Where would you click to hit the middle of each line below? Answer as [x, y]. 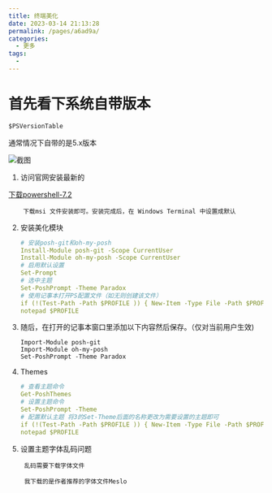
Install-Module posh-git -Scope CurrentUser [97, 250]
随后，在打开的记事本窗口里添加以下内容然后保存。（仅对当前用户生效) [137, 327]
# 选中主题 [36, 281]
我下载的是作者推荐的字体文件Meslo [76, 481]
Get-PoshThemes [46, 395]
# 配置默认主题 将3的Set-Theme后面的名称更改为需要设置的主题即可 [119, 417]
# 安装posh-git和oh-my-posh [66, 243]
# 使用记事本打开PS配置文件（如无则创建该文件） [91, 296]
